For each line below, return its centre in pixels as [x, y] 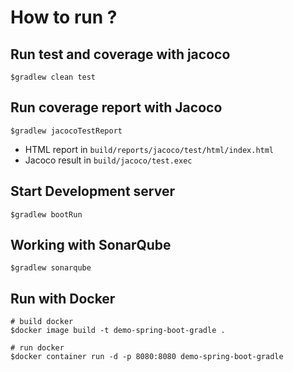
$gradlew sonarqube [51, 268]
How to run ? [64, 17]
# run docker [37, 348]
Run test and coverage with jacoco [120, 54]
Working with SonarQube [91, 245]
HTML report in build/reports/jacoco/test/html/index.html [149, 149]
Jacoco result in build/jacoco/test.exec [108, 160]
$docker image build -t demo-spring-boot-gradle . [118, 331]
